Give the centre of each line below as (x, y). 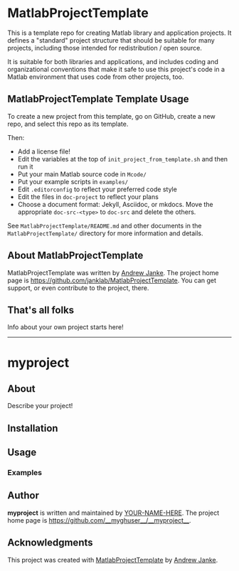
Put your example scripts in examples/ (73, 181)
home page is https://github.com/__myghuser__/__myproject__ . (99, 520)
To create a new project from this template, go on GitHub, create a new (111, 116)
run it (25, 166)
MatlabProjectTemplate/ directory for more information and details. (106, 233)
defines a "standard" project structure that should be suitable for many (111, 40)
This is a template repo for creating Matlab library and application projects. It (119, 33)
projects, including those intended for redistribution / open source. (105, 48)
